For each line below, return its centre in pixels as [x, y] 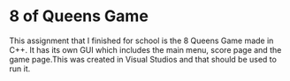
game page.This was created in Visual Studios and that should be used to [143, 59]
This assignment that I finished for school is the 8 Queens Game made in [141, 40]
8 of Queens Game [79, 16]
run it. [20, 69]
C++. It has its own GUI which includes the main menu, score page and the [145, 49]
